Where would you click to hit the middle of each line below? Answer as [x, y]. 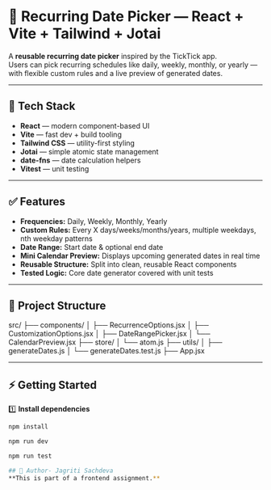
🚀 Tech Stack [42, 106]
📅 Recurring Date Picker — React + [126, 17]
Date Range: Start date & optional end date [92, 247]
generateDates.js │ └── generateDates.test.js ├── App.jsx [107, 351]
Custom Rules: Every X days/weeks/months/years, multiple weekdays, [138, 230]
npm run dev [28, 441]
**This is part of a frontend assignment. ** [84, 478]
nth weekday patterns [56, 239]
